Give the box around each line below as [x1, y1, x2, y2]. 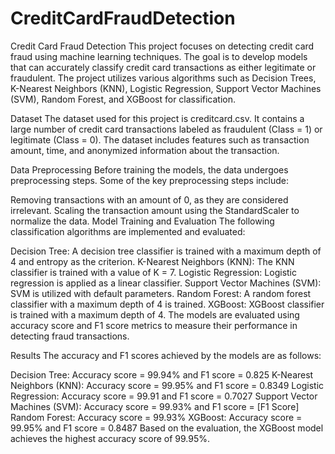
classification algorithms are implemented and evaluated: [10, 225, 246, 237]
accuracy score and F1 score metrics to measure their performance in [10, 319, 298, 331]
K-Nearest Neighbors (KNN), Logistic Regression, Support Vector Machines [10, 82, 322, 94]
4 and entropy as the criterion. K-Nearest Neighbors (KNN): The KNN [10, 255, 295, 267]
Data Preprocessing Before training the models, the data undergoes [10, 163, 289, 176]
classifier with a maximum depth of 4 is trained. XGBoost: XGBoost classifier [10, 298, 325, 310]
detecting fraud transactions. [10, 330, 130, 342]
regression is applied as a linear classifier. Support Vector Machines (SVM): [10, 277, 322, 289]
